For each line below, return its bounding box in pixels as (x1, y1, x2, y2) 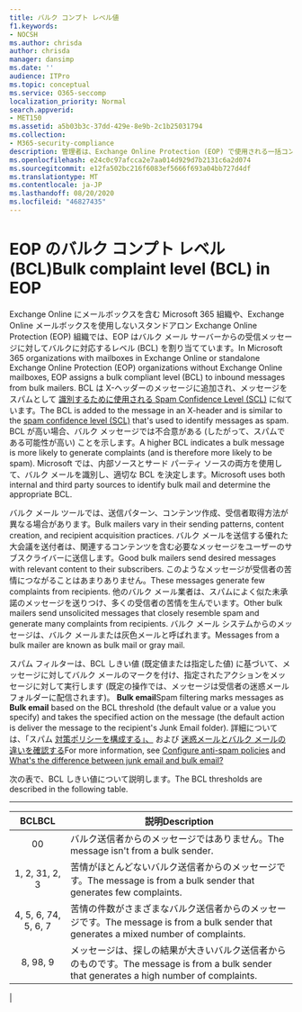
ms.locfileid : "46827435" (9, 197, 106, 207)
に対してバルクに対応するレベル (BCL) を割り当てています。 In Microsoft (16, 342, 283, 353)
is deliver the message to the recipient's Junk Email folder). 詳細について (9, 722, 279, 733)
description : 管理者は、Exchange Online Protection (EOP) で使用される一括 (9, 147, 281, 156)
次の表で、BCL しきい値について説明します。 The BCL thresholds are (9, 773, 262, 784)
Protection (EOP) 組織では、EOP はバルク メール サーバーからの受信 (9, 330, 262, 342)
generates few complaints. (70, 886, 182, 899)
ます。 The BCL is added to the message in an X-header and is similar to (16, 404, 283, 415)
